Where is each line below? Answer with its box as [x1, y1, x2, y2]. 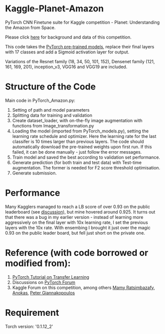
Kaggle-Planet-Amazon [5, 3, 104, 14]
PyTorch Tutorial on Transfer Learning [12, 274, 90, 280]
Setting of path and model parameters [12, 107, 90, 113]
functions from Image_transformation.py [12, 123, 95, 128]
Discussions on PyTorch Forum [12, 279, 75, 285]
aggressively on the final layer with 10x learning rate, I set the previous [5, 219, 148, 225]
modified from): [5, 258, 71, 269]
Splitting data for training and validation [12, 112, 93, 118]
